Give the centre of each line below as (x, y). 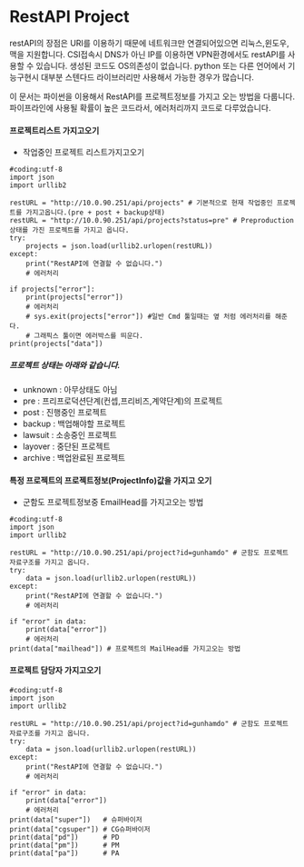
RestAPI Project (69, 17)
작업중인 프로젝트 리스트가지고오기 (83, 153)
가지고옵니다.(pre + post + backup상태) (96, 213)
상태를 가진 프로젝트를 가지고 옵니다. (69, 230)
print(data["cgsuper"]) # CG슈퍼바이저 (80, 829)
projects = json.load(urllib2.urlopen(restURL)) (119, 246)
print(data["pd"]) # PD (64, 837)
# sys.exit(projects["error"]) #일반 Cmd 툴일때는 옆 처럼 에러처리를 (148, 317)
